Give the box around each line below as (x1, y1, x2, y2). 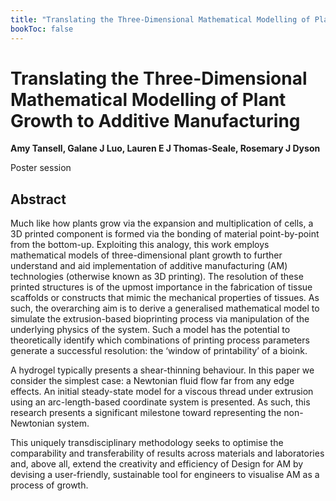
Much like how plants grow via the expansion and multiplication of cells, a (10, 217, 314, 230)
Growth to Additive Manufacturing (10, 109, 301, 132)
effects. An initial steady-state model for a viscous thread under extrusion (10, 386, 314, 398)
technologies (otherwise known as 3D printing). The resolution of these (10, 271, 304, 283)
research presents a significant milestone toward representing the (10, 407, 282, 419)
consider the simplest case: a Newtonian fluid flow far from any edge (10, 375, 295, 387)
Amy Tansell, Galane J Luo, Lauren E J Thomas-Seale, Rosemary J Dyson (10, 142, 321, 155)
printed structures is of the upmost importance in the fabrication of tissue (10, 281, 313, 293)
